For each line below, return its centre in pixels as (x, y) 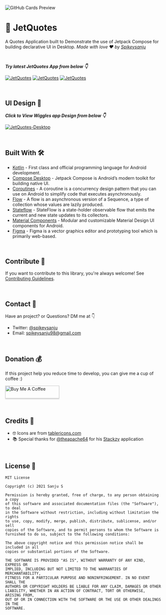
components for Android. (38, 225)
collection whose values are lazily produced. (58, 205)
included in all (22, 547)
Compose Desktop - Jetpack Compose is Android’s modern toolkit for (84, 178)
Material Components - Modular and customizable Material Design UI (83, 220)
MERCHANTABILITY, (23, 573)
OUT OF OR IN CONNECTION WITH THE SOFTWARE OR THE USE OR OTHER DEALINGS (83, 600)
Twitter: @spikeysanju (35, 328)
